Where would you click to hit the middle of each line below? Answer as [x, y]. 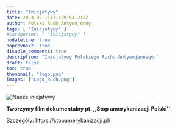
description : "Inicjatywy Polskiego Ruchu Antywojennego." [83, 57]
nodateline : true [28, 40]
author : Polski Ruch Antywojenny [49, 23]
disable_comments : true [37, 52]
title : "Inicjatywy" [33, 12]
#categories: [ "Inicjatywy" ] [46, 35]
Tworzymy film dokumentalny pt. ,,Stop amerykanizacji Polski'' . [89, 109]
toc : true [19, 68]
